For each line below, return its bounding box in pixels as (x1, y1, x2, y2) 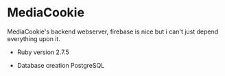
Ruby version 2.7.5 (16, 48, 70, 56)
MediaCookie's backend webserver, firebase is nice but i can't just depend (7, 27, 219, 36)
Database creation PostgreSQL (16, 61, 105, 69)
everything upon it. (7, 34, 60, 42)
